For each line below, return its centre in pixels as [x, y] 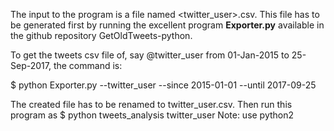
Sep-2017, [31, 65]
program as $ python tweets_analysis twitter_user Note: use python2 [152, 115]
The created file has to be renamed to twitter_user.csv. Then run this [151, 104]
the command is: [88, 65]
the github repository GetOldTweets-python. [101, 35]
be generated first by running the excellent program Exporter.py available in [167, 25]
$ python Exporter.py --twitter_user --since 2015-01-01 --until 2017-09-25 [163, 85]
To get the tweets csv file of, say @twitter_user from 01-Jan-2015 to [150, 55]
